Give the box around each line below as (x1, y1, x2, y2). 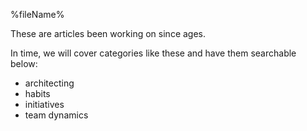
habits (24, 88, 51, 99)
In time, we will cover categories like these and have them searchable (10, 47, 297, 59)
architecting (24, 77, 75, 89)
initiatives (24, 99, 65, 110)
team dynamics (24, 109, 89, 121)
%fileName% (10, 9, 65, 20)
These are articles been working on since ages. (10, 28, 207, 39)
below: (10, 58, 38, 69)
